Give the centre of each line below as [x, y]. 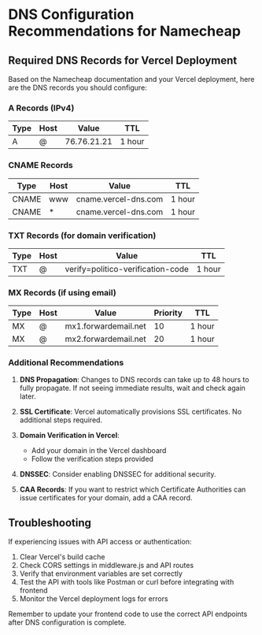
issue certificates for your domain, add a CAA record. [106, 498]
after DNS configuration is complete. [67, 622]
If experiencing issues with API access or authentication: [100, 542]
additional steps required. [61, 420]
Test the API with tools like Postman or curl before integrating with [127, 582]
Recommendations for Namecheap [125, 31]
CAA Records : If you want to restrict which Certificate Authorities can [133, 489]
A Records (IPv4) [41, 108]
